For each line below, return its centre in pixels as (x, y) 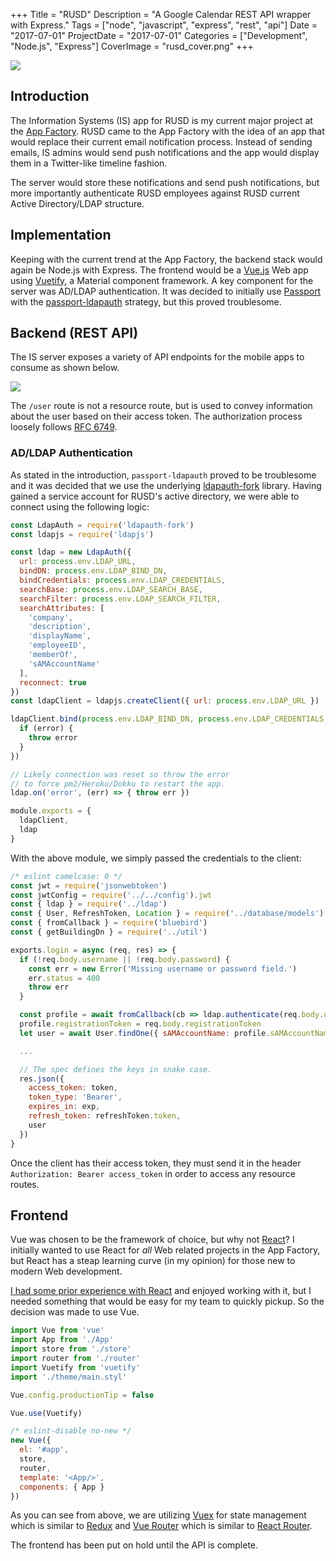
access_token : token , (73, 1088)
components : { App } (62, 1487)
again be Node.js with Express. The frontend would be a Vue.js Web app (159, 270)
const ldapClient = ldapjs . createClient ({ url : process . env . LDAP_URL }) (165, 701)
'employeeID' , (57, 645)
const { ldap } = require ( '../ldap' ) (89, 904)
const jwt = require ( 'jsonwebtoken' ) (89, 885)
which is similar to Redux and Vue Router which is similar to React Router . (161, 1526)
